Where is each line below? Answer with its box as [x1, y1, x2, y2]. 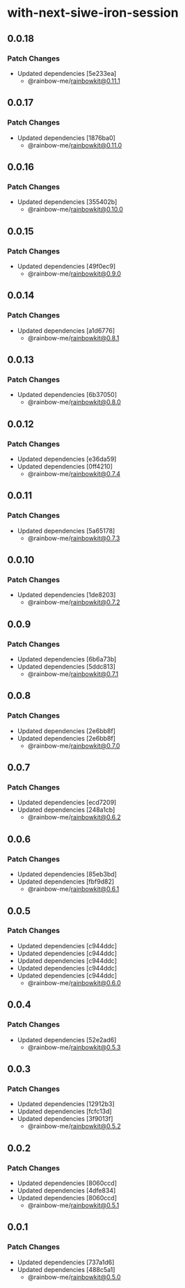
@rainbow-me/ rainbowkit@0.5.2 [27, 1122, 121, 1131]
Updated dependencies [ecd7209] [17, 799, 117, 807]
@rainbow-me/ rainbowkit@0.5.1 [27, 1201, 120, 1209]
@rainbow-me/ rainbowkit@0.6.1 [27, 885, 120, 893]
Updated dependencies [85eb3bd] [17, 870, 117, 879]
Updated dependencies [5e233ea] [17, 69, 117, 77]
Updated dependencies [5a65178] [17, 526, 115, 535]
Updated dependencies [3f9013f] [17, 1115, 113, 1123]
